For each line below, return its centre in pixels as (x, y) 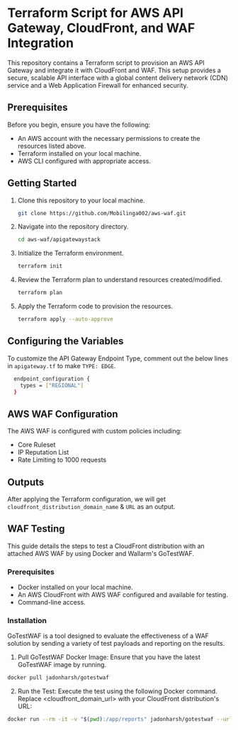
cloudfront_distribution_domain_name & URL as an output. (91, 507)
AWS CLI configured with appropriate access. (84, 161)
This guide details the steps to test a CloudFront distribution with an (106, 546)
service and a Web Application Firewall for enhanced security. (98, 85)
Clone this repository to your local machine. (81, 200)
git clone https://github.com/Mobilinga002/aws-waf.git (102, 213)
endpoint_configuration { (52, 379)
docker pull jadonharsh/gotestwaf (58, 678)
